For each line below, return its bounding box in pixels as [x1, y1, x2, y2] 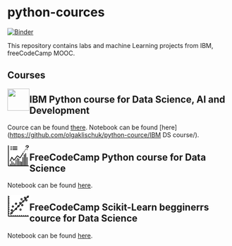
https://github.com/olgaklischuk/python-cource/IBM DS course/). [9, 131, 200, 139]
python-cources [7, 4, 105, 20]
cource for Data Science [29, 213, 138, 225]
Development [29, 104, 90, 117]
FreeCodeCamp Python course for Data [29, 151, 207, 163]
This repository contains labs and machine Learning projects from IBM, [7, 41, 214, 49]
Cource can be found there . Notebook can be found [7, 123, 159, 131]
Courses [7, 69, 46, 81]
